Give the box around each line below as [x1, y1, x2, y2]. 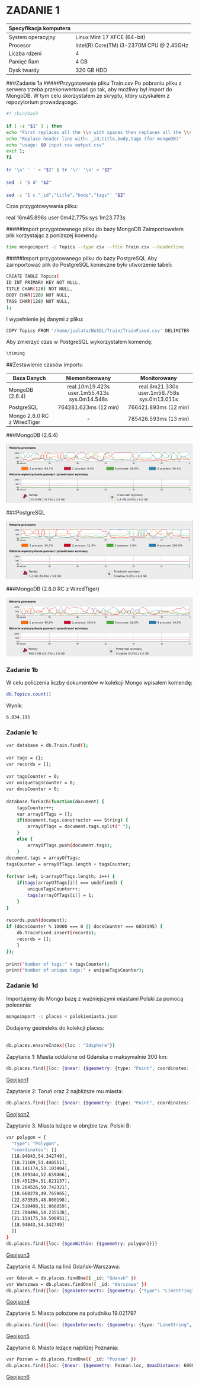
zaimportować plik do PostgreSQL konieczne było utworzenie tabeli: [6, 261, 173, 269]
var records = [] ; [6, 761, 52, 767]
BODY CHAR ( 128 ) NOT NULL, [6, 292, 70, 298]
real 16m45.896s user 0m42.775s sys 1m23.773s [6, 214, 126, 221]
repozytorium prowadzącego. [6, 98, 79, 106]
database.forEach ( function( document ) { [6, 799, 105, 804]
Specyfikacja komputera [8, 25, 71, 32]
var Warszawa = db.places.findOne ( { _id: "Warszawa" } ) [6, 1281, 147, 1287]
